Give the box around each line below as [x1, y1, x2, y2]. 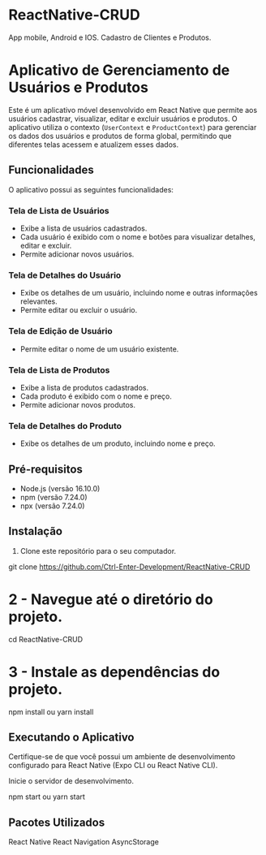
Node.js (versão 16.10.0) [19, 483, 101, 493]
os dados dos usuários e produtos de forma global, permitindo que [8, 131, 232, 140]
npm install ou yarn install [8, 706, 94, 716]
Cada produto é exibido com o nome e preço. [19, 391, 172, 401]
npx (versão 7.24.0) [19, 501, 85, 511]
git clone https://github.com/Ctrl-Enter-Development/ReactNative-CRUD [8, 562, 251, 572]
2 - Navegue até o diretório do [8, 590, 213, 608]
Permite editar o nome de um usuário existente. [19, 343, 179, 354]
